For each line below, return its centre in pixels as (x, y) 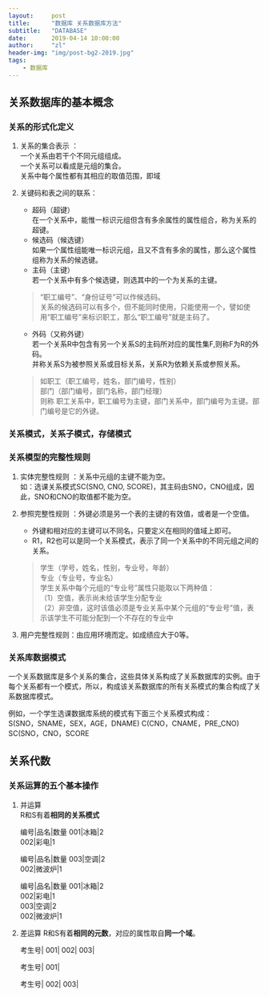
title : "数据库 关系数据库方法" (65, 23)
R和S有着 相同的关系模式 (60, 814)
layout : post (37, 16)
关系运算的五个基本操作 (53, 786)
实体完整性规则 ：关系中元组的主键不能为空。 (94, 476)
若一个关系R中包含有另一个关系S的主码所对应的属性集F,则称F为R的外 (145, 344)
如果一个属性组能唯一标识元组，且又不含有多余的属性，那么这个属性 (144, 250)
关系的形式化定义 (41, 127)
